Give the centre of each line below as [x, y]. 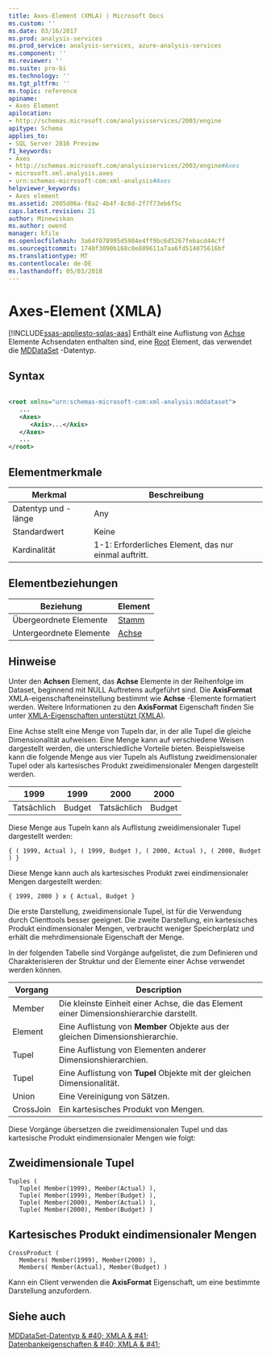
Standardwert [38, 531]
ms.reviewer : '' [35, 61]
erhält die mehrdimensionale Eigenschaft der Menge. [96, 936]
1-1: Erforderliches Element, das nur [164, 544]
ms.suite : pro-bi [38, 69]
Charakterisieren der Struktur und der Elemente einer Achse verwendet [127, 961]
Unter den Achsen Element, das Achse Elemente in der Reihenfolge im [126, 681]
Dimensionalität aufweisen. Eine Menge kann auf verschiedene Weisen [126, 739]
